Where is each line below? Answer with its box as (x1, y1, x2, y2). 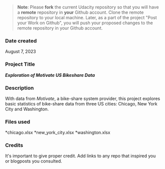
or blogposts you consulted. (5, 158, 63, 164)
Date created (5, 37, 37, 44)
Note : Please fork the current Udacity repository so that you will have (17, 4, 159, 10)
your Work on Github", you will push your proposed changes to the (17, 20, 153, 26)
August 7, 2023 (5, 49, 36, 55)
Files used (5, 118, 31, 125)
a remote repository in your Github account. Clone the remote (17, 9, 144, 15)
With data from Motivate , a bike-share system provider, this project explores (5, 96, 161, 101)
